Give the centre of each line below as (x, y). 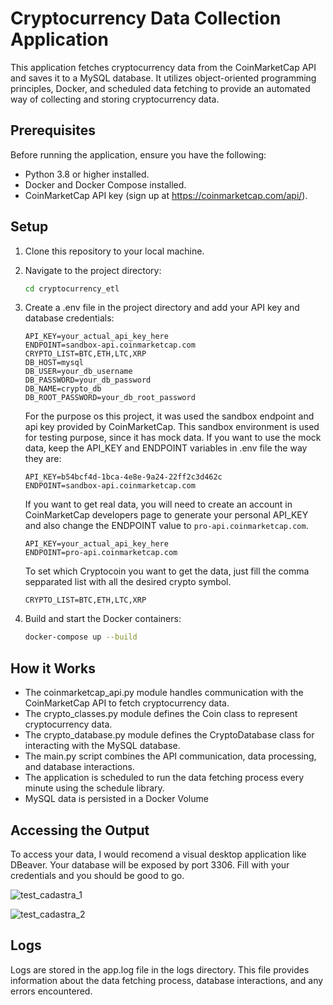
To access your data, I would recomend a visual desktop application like (158, 854)
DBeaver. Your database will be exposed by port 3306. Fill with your (150, 864)
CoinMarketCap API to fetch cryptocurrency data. (127, 703)
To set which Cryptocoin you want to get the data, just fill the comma (167, 571)
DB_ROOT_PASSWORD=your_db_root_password (110, 398)
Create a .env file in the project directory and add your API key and (162, 308)
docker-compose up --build (81, 637)
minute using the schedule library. (94, 788)
